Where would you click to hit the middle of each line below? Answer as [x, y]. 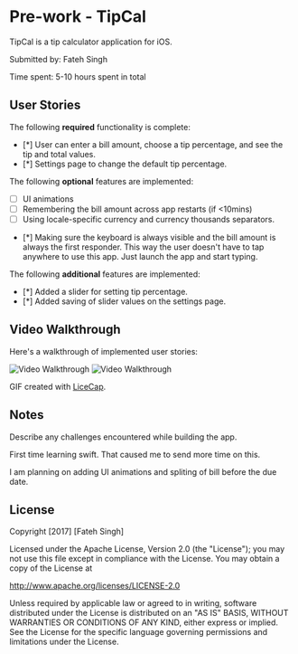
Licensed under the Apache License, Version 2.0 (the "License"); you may [147, 549]
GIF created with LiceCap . [58, 386]
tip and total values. [59, 154]
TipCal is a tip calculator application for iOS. [91, 42]
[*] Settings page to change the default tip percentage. [125, 164]
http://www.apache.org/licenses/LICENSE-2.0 [95, 586]
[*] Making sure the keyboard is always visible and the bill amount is [149, 237]
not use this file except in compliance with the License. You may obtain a [144, 559]
